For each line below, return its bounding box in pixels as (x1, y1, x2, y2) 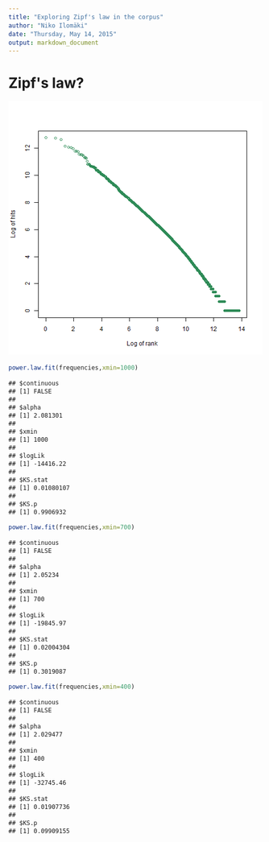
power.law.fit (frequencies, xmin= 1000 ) (8, 364, 139, 372)
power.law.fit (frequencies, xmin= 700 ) (8, 523, 135, 531)
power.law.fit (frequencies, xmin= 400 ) (8, 683, 135, 691)
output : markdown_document (8, 39, 99, 47)
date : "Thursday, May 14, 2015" (8, 30, 117, 38)
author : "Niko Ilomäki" (8, 21, 89, 30)
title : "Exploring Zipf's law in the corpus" (8, 13, 163, 21)
